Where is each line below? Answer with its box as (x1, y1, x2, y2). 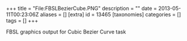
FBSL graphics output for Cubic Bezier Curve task (6, 28, 126, 35)
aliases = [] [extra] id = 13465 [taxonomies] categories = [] (40, 11, 181, 18)
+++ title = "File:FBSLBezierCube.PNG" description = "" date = (6, 5, 157, 12)
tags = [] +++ (6, 17, 39, 24)
